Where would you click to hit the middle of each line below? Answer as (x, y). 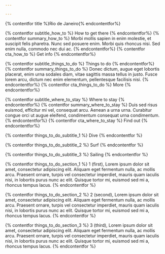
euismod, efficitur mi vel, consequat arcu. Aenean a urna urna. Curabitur (79, 110)
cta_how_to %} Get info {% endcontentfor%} (50, 54)
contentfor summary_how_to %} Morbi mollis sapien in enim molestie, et (78, 38)
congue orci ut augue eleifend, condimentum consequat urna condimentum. (82, 115)
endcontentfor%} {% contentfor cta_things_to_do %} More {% (68, 85)
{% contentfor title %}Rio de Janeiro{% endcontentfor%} (63, 23)
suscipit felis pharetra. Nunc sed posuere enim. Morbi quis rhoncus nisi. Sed (82, 43)
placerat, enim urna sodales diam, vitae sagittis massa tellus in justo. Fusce (81, 74)
